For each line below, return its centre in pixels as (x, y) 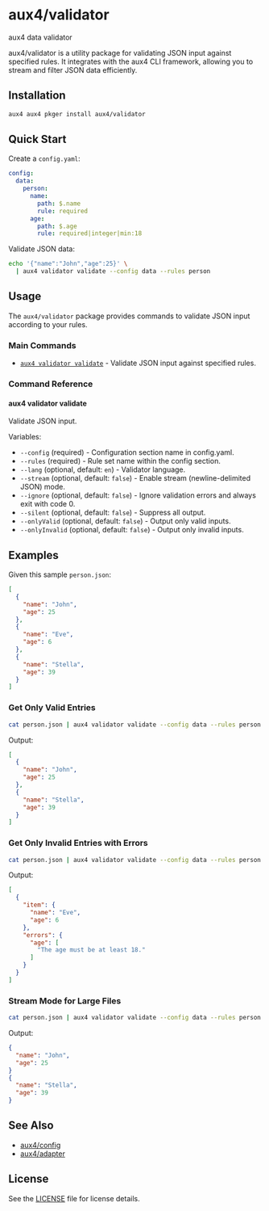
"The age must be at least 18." (92, 950)
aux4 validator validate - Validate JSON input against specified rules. (138, 363)
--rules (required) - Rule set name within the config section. (120, 461)
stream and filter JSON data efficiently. (73, 69)
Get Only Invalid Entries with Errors (79, 843)
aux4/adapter (43, 1154)
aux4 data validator (40, 37)
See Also (31, 1126)
